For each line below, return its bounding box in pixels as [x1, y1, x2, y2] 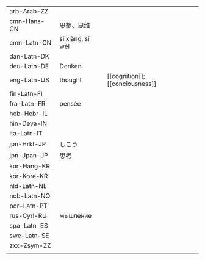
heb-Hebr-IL [9, 109, 48, 118]
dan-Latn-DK [9, 52, 49, 60]
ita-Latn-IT [9, 129, 43, 137]
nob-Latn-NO [9, 192, 51, 200]
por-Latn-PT [9, 201, 48, 210]
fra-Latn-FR [9, 99, 46, 107]
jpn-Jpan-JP [9, 151, 48, 159]
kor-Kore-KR [9, 172, 48, 180]
